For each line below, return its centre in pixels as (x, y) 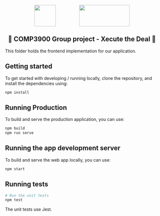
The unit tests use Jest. (29, 209)
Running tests (27, 184)
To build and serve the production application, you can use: (65, 120)
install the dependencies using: (36, 83)
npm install (17, 92)
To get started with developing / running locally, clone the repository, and (79, 78)
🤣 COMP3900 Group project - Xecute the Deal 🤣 (82, 39)
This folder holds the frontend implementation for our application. (71, 51)
